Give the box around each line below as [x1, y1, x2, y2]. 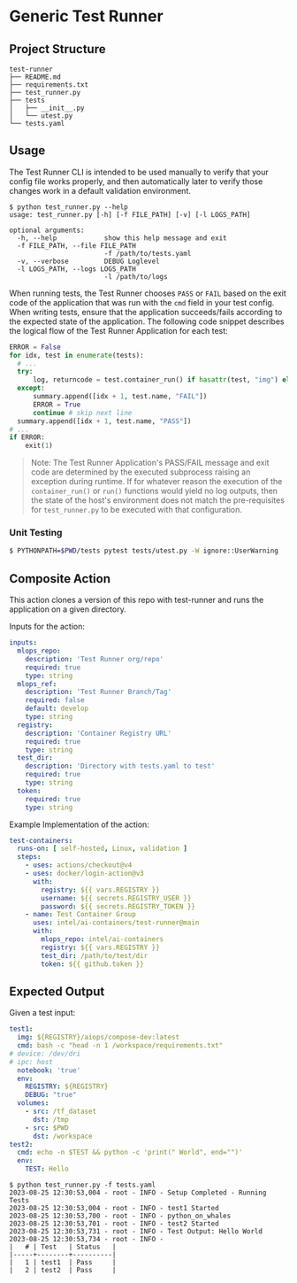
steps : [17, 853, 42, 862]
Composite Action [9, 571, 111, 586]
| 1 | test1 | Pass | [9, 1258, 117, 1267]
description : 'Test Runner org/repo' [25, 654, 164, 663]
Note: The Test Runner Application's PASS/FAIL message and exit [30, 458, 270, 468]
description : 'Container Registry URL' [25, 729, 172, 738]
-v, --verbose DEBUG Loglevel [17, 257, 161, 266]
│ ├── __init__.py [9, 104, 86, 112]
